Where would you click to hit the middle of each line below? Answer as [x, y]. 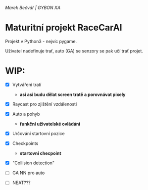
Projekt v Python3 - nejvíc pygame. [41, 41]
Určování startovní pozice [39, 134]
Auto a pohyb [26, 114]
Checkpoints [25, 143]
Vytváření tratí [27, 85]
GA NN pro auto [28, 173]
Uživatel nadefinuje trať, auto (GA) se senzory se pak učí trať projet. [74, 51]
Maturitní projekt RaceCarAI [64, 28]
